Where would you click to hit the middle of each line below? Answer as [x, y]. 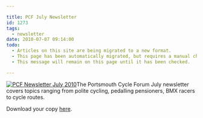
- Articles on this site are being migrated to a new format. [92, 51]
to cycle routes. [26, 97]
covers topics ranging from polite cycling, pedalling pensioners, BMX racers [101, 90]
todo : [13, 45]
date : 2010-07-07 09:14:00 [40, 40]
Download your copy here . [39, 108]
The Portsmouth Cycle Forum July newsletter [133, 84]
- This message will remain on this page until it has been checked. [101, 62]
